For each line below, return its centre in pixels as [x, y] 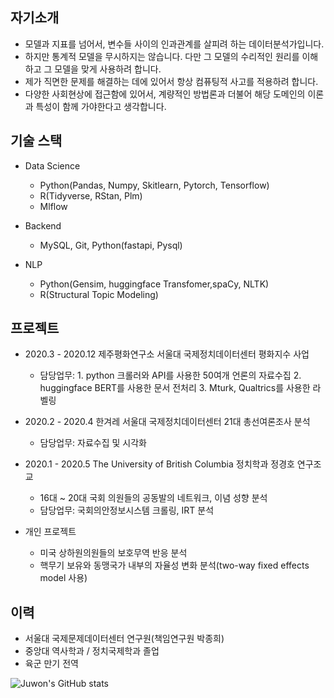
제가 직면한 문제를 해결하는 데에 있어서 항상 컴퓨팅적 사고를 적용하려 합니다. [171, 81]
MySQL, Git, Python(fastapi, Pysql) [111, 245]
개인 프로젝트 [50, 532]
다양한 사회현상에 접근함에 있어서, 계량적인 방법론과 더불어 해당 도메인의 [165, 94]
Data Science [52, 165]
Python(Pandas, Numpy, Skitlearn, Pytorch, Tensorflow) [154, 185]
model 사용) [63, 578]
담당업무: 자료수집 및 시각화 [93, 443]
